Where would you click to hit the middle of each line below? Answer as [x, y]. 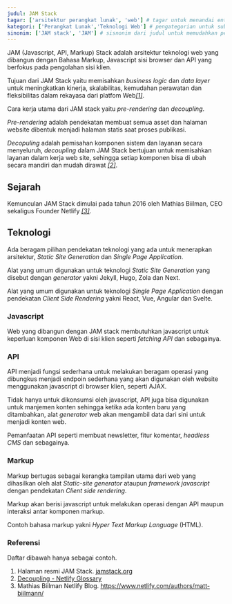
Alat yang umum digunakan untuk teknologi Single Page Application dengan [115, 291]
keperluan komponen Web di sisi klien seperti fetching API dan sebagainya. [114, 339]
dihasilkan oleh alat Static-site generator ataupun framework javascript [108, 483]
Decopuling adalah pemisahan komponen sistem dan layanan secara [105, 143]
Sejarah [24, 187]
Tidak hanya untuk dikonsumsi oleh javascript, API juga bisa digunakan [108, 400]
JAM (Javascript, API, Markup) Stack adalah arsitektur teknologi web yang [113, 53]
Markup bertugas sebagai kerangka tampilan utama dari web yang [101, 476]
